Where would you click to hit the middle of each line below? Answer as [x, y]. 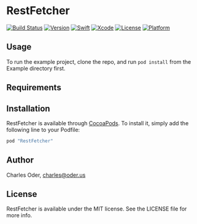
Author [20, 160]
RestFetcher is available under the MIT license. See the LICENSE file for [97, 209]
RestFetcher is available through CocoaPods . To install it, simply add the [98, 123]
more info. [19, 215]
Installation [28, 108]
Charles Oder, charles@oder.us [46, 175]
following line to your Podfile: [43, 129]
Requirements [34, 87]
